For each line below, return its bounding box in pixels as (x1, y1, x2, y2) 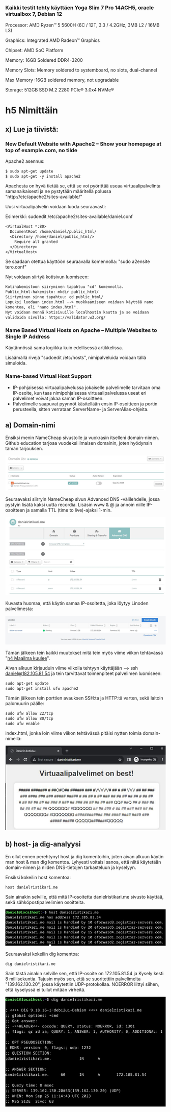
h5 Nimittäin (5, 105, 59, 116)
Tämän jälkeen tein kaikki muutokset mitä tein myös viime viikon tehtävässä (5, 649, 163, 656)
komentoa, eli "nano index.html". (5, 305, 79, 310)
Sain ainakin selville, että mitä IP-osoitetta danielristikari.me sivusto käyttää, (5, 893, 164, 900)
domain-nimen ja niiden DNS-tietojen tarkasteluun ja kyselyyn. (5, 864, 136, 871)
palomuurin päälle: (5, 700, 44, 706)
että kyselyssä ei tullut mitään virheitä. (5, 987, 85, 993)
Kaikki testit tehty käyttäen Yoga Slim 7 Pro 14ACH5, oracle (5, 4, 154, 11)
